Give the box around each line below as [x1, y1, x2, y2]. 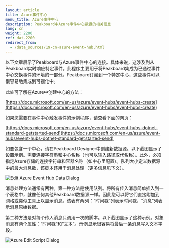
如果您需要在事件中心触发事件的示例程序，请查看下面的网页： [5, 114, 133, 121]
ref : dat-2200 [5, 36, 35, 41]
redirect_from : [5, 40, 37, 45]
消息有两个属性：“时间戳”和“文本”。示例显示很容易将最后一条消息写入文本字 [5, 221, 163, 227]
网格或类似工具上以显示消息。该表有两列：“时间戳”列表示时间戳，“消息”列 [5, 197, 158, 204]
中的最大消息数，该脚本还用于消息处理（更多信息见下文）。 [5, 164, 127, 171]
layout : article [5, 7, 39, 13]
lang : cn [5, 26, 24, 31]
